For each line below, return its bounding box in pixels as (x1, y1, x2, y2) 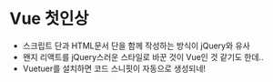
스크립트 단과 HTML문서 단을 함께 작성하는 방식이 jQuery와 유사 (22, 40, 250, 51)
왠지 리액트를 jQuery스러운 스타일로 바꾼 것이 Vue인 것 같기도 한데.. (22, 51, 264, 62)
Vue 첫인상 (9, 8, 89, 29)
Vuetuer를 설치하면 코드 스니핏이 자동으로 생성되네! (22, 63, 207, 74)
